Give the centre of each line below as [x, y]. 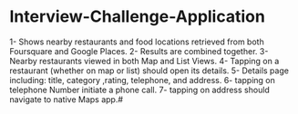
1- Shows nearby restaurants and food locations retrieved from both [137, 42]
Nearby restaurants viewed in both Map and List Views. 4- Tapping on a [144, 61]
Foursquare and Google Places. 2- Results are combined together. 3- [139, 51]
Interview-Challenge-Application [138, 17]
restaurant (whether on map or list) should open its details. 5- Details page [149, 71]
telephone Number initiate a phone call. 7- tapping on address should [140, 90]
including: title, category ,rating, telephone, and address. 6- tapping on [143, 80]
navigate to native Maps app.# [67, 99]
